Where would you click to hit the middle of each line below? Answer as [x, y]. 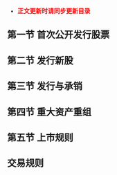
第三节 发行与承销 [45, 86]
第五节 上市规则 [40, 137]
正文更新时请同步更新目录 [54, 11]
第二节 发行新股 [40, 61]
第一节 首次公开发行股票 [58, 35]
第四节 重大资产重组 [49, 112]
